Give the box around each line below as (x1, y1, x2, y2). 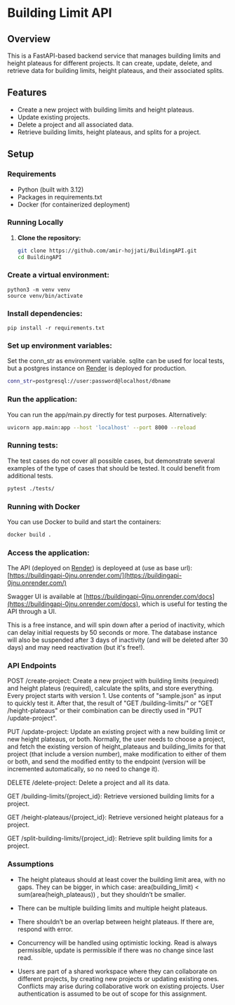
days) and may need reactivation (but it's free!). (7, 643, 145, 652)
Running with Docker (7, 501, 81, 511)
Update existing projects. (17, 112, 90, 121)
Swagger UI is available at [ (7, 592, 86, 601)
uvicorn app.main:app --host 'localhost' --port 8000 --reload (7, 423, 196, 431)
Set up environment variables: (7, 341, 112, 350)
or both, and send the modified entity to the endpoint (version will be (7, 757, 206, 766)
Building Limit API (7, 5, 112, 21)
